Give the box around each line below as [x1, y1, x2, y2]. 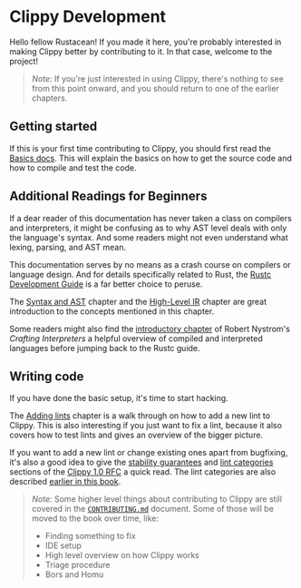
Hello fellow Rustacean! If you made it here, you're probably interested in [9, 36, 282, 47]
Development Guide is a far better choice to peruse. [9, 279, 203, 289]
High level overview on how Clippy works [44, 550, 199, 561]
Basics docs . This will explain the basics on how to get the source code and [9, 152, 292, 163]
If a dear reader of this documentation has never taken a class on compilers [9, 212, 292, 223]
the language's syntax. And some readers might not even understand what [9, 231, 288, 242]
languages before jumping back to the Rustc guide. [9, 342, 201, 353]
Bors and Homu [44, 569, 104, 580]
